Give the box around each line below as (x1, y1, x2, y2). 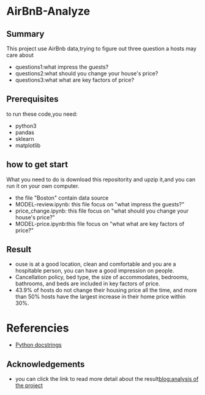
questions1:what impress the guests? (15, 63, 109, 70)
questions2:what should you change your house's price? (15, 70, 158, 77)
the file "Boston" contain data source (15, 194, 109, 201)
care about (6, 51, 34, 59)
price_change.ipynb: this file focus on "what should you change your (15, 207, 189, 214)
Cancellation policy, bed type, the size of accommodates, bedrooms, (15, 274, 189, 281)
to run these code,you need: (6, 110, 78, 118)
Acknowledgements (6, 359, 85, 369)
